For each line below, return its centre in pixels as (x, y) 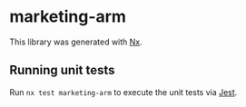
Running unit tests (62, 70)
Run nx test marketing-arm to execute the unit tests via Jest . (123, 92)
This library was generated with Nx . (76, 42)
